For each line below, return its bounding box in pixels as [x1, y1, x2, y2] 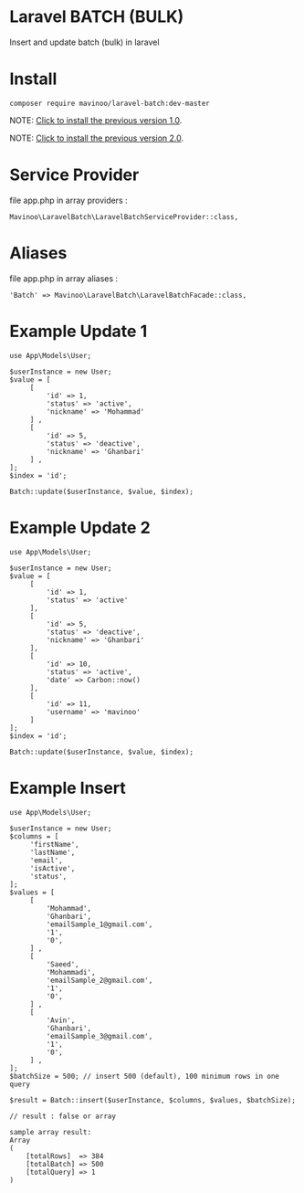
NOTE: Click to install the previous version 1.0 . [9, 114, 183, 125]
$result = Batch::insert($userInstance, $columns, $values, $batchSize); [9, 1095, 297, 1104]
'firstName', [29, 839, 79, 849]
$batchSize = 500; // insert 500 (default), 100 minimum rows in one [9, 1072, 280, 1081]
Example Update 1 [9, 321, 148, 342]
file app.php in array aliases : [9, 272, 119, 284]
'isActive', [29, 863, 76, 873]
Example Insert [9, 777, 126, 798]
